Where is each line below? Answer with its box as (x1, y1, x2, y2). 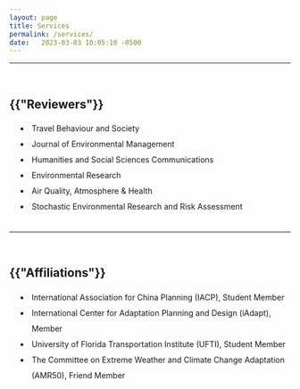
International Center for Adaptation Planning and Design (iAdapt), (31, 307, 271, 318)
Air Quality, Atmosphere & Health (31, 186, 154, 196)
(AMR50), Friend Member (31, 369, 126, 380)
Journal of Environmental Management (31, 139, 175, 150)
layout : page (9, 12, 58, 22)
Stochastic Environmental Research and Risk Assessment (31, 202, 243, 212)
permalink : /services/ (9, 29, 94, 38)
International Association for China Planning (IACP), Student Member (31, 292, 285, 302)
